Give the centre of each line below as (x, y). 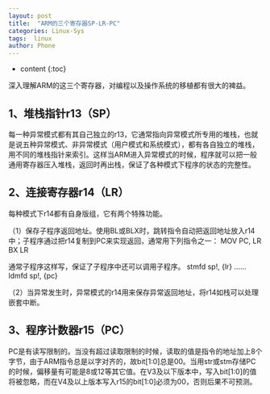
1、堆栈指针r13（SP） (62, 113)
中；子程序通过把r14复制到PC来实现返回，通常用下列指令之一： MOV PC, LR (135, 241)
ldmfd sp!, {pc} (33, 275)
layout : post (30, 16)
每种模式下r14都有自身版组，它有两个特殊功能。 (88, 213)
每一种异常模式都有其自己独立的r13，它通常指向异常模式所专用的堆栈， (126, 134)
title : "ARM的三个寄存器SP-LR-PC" (64, 23)
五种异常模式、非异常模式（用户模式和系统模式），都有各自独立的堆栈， (141, 144)
